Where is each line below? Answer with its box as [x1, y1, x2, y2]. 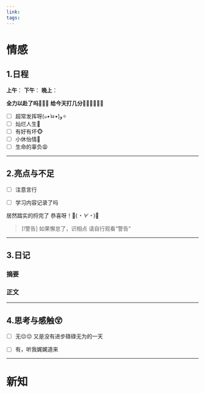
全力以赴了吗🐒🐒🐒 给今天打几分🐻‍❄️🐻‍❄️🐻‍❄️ [6, 99, 104, 107]
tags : [6, 15, 20, 21]
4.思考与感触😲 [6, 315, 63, 326]
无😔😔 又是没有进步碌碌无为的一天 [15, 332, 103, 340]
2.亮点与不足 [6, 169, 55, 179]
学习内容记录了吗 [15, 199, 59, 206]
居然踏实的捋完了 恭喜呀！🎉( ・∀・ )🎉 [6, 211, 99, 219]
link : [6, 9, 20, 15]
